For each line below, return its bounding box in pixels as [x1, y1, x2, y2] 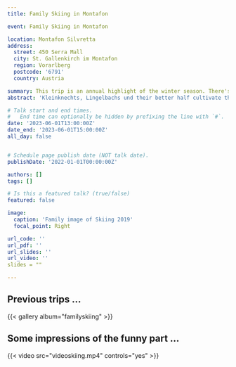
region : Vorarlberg [13, 62, 71, 69]
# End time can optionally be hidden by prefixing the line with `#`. [7, 113, 225, 120]
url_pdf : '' [7, 242, 42, 249]
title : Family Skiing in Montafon [7, 10, 109, 18]
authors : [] [7, 171, 42, 178]
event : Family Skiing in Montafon [7, 22, 109, 30]
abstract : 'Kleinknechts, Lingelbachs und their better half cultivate [7, 94, 221, 101]
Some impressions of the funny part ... [7, 333, 180, 345]
